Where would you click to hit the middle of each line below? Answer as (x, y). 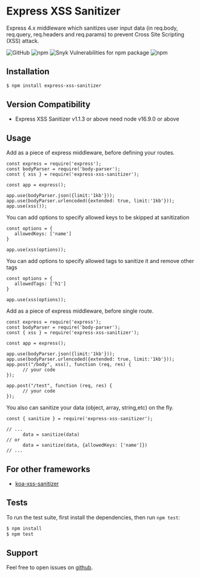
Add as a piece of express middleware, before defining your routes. (91, 153)
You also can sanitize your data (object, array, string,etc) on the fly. (90, 408)
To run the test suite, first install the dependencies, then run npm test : (93, 517)
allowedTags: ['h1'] (40, 284)
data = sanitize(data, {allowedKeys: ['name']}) (85, 445)
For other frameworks (48, 469)
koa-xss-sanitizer (37, 484)
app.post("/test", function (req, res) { (59, 386)
